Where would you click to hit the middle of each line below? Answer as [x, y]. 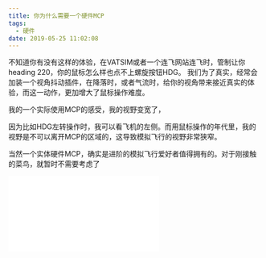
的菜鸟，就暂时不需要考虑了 [54, 164]
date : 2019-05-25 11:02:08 [53, 38]
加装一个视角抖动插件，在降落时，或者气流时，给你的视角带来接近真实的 [128, 82]
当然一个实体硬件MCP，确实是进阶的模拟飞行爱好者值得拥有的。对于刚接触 [133, 154]
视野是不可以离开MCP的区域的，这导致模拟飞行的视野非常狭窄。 [115, 137]
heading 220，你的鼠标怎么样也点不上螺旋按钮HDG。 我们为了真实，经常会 [133, 73]
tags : [17, 23]
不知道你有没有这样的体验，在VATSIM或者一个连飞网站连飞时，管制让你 [127, 62]
